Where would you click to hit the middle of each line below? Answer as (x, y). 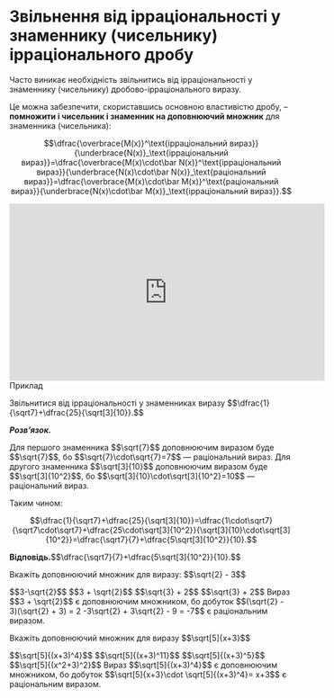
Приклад (26, 385)
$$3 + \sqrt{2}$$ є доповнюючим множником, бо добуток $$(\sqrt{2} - (147, 601)
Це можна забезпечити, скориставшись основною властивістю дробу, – (149, 106)
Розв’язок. (31, 430)
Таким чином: (36, 503)
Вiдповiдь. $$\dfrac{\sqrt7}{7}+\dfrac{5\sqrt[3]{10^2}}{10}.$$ (125, 557)
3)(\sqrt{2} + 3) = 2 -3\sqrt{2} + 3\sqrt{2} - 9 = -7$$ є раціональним (139, 611)
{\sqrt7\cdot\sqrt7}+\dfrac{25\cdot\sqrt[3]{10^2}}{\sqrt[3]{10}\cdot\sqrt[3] (151, 530)
